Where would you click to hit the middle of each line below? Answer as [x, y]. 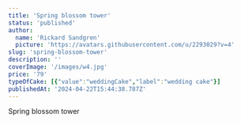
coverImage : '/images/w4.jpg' [58, 67]
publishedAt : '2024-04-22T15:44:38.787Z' [77, 89]
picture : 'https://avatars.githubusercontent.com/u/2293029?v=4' [125, 45]
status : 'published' [42, 23]
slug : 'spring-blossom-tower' [58, 52]
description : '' [35, 60]
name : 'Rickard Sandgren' [58, 38]
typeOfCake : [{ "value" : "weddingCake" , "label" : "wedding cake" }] [115, 81]
